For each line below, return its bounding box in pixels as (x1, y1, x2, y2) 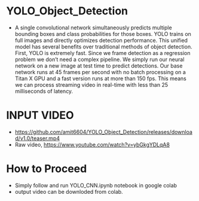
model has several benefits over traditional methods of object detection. (14, 43, 192, 50)
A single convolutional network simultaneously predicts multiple (14, 24, 172, 31)
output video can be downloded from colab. (14, 188, 124, 195)
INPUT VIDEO (6, 109, 74, 122)
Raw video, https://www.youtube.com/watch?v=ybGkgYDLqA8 (14, 141, 170, 148)
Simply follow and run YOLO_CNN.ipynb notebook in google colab (14, 181, 177, 189)
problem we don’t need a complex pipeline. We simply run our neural (14, 56, 185, 63)
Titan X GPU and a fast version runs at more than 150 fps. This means (14, 75, 187, 82)
